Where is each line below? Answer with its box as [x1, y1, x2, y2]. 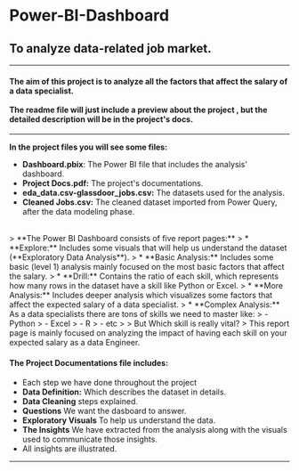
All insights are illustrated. [21, 443, 117, 454]
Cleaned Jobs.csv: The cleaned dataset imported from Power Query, [21, 197, 278, 207]
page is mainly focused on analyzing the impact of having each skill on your [9, 328, 287, 338]
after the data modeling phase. [21, 207, 135, 217]
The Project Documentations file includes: [9, 357, 169, 368]
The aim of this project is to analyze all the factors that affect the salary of [9, 76, 287, 86]
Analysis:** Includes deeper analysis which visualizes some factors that [9, 290, 273, 301]
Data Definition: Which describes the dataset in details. [21, 386, 227, 397]
